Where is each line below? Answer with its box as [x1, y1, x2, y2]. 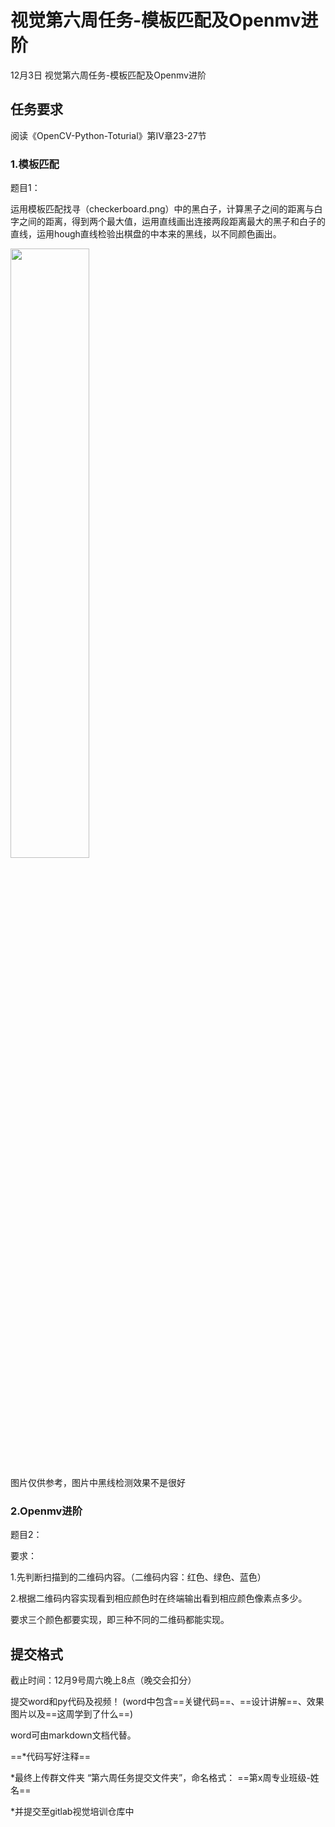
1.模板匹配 [10, 157, 60, 171]
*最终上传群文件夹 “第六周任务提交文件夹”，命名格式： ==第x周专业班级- [10, 1772, 311, 1784]
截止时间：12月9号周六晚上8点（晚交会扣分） [10, 1674, 197, 1686]
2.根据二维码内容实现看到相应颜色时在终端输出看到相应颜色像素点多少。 [10, 1592, 308, 1605]
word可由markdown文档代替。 [10, 1729, 137, 1741]
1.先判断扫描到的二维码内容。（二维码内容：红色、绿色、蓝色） [10, 1571, 267, 1583]
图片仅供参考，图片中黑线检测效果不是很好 [10, 1477, 186, 1489]
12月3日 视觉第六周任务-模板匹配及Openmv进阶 [10, 69, 207, 81]
